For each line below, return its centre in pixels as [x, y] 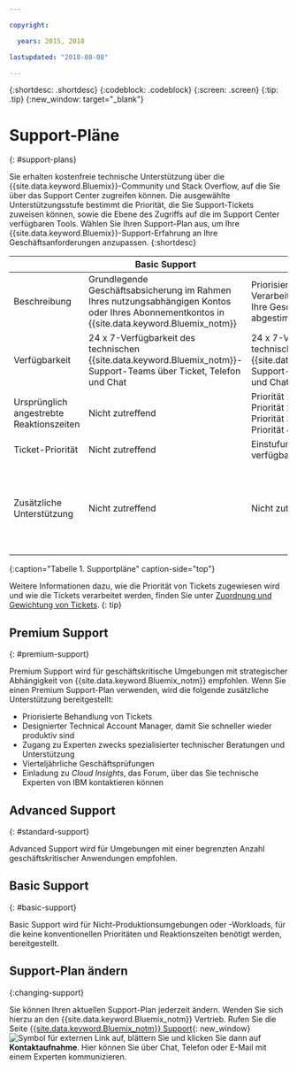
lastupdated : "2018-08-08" [59, 57]
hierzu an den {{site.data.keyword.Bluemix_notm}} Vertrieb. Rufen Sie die [143, 1019]
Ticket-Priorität [46, 450]
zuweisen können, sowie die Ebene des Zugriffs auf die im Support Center [145, 214]
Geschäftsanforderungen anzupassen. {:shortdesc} [103, 243]
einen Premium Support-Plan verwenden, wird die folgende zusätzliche [139, 690]
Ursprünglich [41, 402]
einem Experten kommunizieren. [68, 1056]
